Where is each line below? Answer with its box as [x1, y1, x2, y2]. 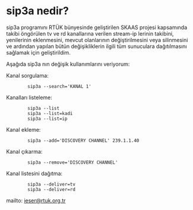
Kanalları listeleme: [6, 94, 52, 101]
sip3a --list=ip [27, 116, 68, 122]
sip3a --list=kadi [27, 110, 73, 116]
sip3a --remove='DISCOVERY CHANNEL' [27, 159, 118, 166]
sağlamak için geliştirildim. [6, 49, 71, 56]
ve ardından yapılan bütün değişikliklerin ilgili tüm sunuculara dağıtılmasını [6, 43, 187, 50]
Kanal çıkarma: [6, 148, 43, 155]
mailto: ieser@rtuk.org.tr [6, 197, 66, 204]
